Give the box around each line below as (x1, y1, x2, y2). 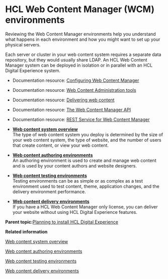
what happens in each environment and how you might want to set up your (5, 36, 160, 42)
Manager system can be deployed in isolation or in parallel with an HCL (5, 62, 153, 68)
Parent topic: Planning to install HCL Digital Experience (5, 218, 118, 225)
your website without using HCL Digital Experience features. (12, 209, 137, 215)
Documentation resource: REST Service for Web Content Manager (12, 116, 150, 122)
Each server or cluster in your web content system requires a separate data (5, 51, 161, 58)
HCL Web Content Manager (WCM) (5, 4, 155, 15)
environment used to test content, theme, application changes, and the (12, 183, 159, 189)
